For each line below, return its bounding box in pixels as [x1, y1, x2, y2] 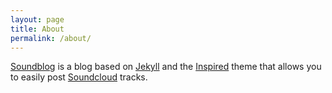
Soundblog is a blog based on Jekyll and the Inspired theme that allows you [10, 61, 322, 73]
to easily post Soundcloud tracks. [10, 71, 148, 83]
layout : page [10, 14, 65, 25]
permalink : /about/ [10, 33, 92, 43]
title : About [10, 24, 65, 34]
